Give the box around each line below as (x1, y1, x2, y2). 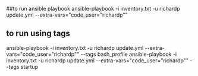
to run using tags (6, 28, 70, 39)
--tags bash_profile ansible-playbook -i (80, 50, 177, 58)
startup (20, 63, 39, 70)
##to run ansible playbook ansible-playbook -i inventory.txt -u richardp (6, 5, 180, 12)
